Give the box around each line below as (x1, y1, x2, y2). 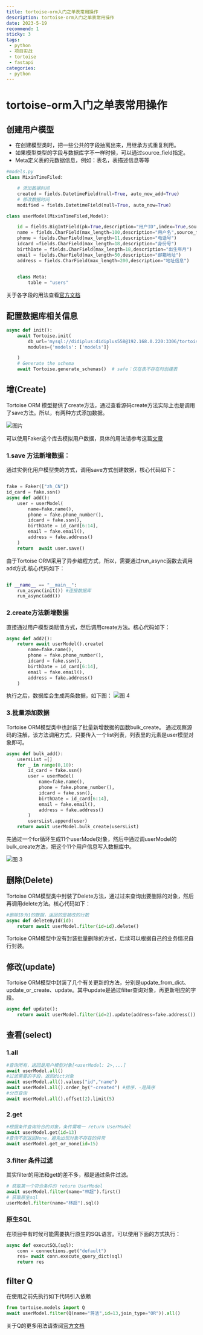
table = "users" (28, 280, 69, 286)
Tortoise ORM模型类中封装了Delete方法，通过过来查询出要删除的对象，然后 (6, 892, 195, 899)
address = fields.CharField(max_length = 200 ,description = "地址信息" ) (17, 257, 190, 263)
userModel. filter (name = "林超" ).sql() (6, 1200, 100, 1206)
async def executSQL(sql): (6, 1242, 74, 1248)
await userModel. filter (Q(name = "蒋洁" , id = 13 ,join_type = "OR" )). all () (6, 1310, 181, 1316)
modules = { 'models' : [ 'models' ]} (28, 344, 110, 350)
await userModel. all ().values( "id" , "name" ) (6, 1079, 118, 1085)
